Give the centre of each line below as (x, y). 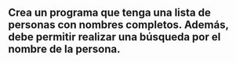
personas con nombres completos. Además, (118, 25)
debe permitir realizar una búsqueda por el (114, 37)
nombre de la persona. (64, 49)
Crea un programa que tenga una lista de (110, 13)
